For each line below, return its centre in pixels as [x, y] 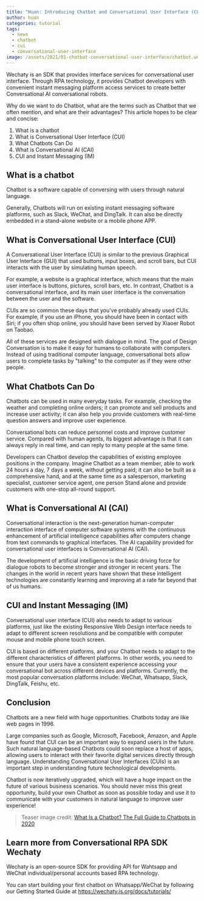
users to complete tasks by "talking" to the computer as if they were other [99, 361]
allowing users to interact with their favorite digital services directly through [101, 755]
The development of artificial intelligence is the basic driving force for [93, 560]
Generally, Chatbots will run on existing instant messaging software [90, 208]
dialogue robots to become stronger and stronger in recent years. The [94, 567]
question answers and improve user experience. [66, 420]
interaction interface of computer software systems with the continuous [96, 529]
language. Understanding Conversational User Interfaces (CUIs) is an [93, 761]
